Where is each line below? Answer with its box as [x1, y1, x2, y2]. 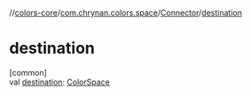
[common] [9, 67, 47, 78]
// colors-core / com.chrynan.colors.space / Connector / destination [9, 8, 242, 18]
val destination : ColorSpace [9, 77, 111, 87]
